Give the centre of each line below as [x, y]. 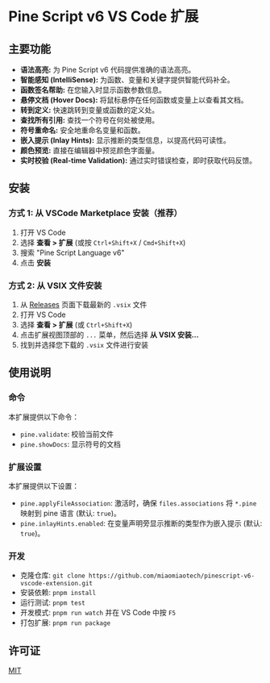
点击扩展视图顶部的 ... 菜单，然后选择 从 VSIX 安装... [109, 335]
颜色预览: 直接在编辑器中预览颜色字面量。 [89, 150]
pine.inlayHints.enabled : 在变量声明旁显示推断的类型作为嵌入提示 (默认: [141, 523]
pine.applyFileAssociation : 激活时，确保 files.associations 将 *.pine [138, 503]
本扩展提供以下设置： [44, 485]
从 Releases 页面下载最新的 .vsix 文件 [83, 304]
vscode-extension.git [56, 584]
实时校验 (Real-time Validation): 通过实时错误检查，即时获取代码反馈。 [138, 160]
